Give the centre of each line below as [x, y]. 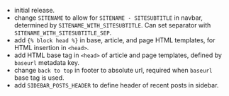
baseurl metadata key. [47, 62]
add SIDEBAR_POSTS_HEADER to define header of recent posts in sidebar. [116, 85]
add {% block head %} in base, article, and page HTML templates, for [114, 40]
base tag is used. [39, 78]
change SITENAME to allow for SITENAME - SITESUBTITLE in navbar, [108, 18]
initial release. [34, 10]
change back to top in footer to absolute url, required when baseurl [113, 70]
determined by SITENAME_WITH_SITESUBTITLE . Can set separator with [112, 25]
